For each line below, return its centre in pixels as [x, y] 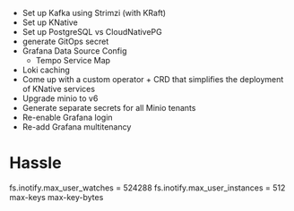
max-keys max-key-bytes [56, 197]
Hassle [35, 163]
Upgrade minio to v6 [60, 98]
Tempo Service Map [73, 60]
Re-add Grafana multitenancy [77, 127]
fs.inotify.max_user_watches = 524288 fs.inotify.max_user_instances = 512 [147, 188]
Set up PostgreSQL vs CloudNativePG [92, 32]
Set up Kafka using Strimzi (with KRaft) [94, 13]
